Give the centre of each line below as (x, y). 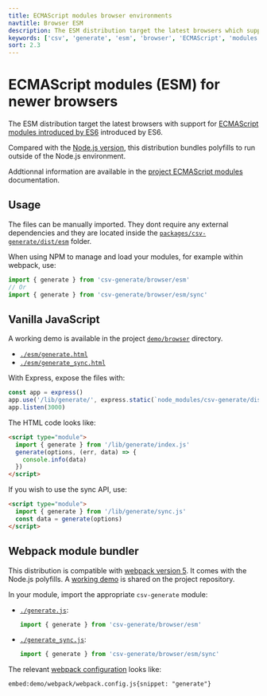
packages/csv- (183, 233)
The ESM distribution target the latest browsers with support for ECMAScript (133, 124)
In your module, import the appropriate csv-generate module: (108, 594)
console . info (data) (55, 459)
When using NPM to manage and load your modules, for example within (126, 257)
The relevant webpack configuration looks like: (85, 670)
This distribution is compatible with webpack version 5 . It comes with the (128, 570)
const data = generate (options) (69, 519)
